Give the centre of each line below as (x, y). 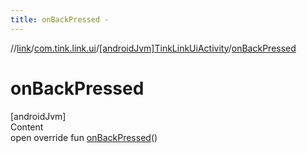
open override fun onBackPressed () (84, 137)
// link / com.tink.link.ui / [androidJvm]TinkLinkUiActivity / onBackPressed (153, 48)
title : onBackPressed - (60, 19)
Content (27, 127)
